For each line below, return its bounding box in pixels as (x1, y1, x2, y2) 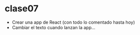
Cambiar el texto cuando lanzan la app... (12, 24, 96, 30)
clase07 (5, 3, 39, 14)
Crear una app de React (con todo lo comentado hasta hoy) (12, 19, 135, 25)
